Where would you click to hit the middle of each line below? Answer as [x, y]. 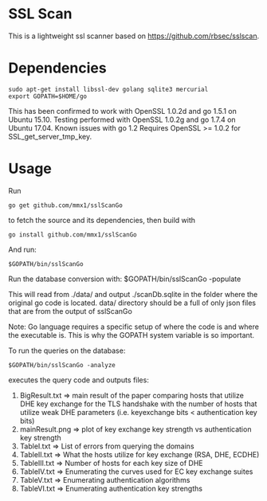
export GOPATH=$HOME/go [48, 96]
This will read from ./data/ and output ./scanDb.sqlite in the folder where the [133, 294]
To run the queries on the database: [67, 350]
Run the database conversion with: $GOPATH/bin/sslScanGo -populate [125, 279]
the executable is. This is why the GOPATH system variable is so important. [132, 335]
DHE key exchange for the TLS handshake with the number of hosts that [138, 404]
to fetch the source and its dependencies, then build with [102, 220]
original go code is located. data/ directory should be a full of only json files [132, 303]
